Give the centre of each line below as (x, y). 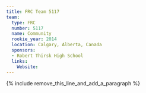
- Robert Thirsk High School (47, 56)
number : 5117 (28, 28)
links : (20, 61)
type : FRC (23, 23)
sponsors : (23, 50)
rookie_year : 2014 (34, 39)
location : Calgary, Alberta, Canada (57, 45)
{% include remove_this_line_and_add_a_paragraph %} (73, 84)
